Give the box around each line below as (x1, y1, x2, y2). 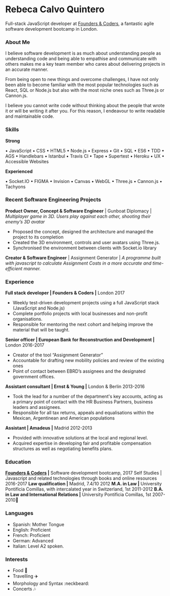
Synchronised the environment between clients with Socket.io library (12, 245, 157, 251)
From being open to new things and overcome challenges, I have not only (5, 76, 159, 83)
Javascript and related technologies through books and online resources (5, 475, 157, 481)
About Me (5, 38, 30, 45)
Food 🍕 (12, 567, 28, 574)
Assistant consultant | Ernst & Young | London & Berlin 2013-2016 (5, 383, 145, 390)
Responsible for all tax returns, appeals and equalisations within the (12, 409, 154, 416)
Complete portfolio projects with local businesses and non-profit (12, 310, 148, 317)
